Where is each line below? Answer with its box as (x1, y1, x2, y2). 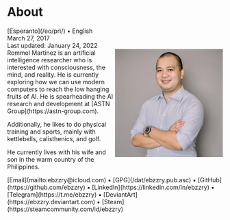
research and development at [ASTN (7, 99, 111, 108)
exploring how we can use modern (7, 77, 105, 86)
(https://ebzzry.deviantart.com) (7, 197, 96, 206)
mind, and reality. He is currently (7, 70, 99, 79)
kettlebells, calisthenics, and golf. (7, 134, 101, 143)
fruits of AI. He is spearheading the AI (7, 92, 114, 100)
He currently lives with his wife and (7, 148, 106, 156)
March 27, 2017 (7, 34, 50, 42)
